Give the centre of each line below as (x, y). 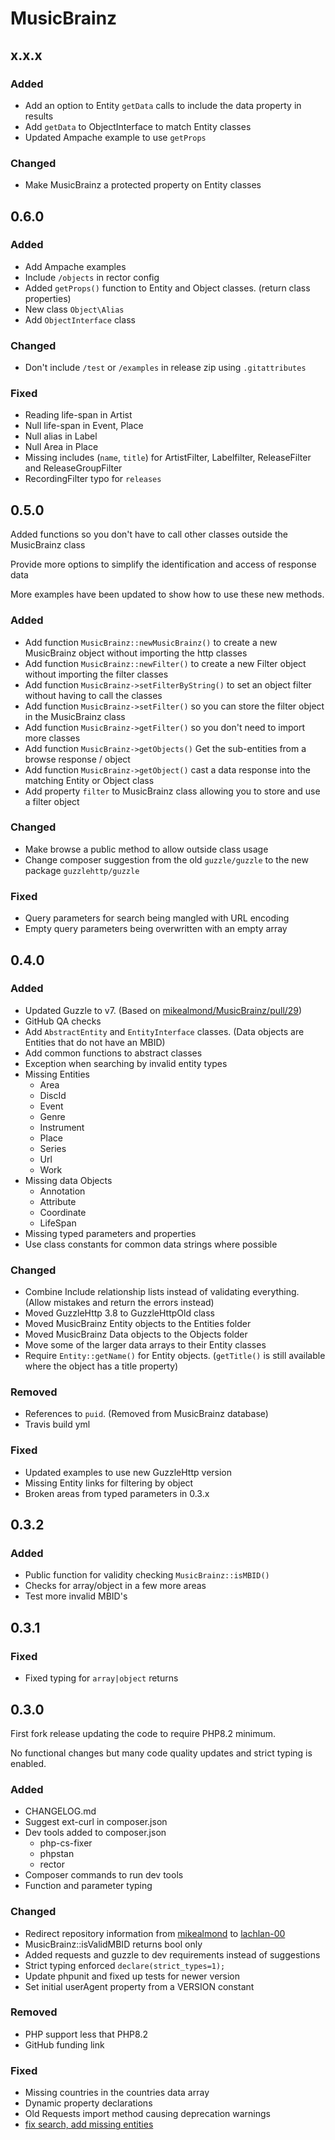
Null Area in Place (61, 447)
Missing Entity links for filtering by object (109, 1483)
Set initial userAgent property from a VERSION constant (139, 1986)
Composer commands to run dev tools (104, 1875)
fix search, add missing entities (89, 2124)
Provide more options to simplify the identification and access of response (163, 564)
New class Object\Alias (74, 309)
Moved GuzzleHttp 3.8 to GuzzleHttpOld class (119, 1313)
